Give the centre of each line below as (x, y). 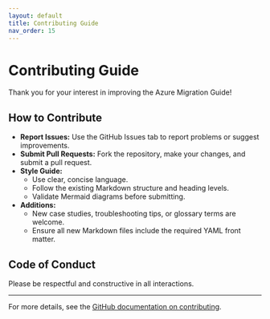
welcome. (48, 222)
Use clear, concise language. (80, 180)
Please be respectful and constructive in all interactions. (101, 283)
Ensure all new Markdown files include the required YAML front (136, 231)
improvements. (45, 146)
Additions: (38, 205)
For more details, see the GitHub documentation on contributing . (115, 306)
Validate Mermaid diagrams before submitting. (108, 196)
